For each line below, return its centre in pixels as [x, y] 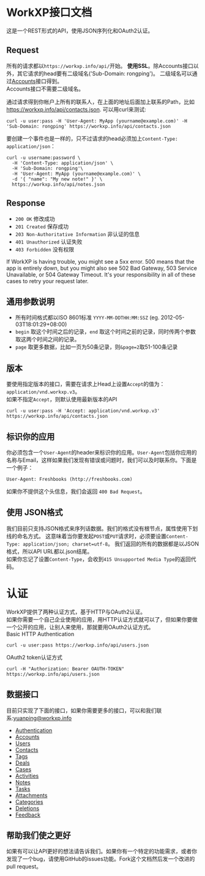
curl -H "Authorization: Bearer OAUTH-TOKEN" [65, 669]
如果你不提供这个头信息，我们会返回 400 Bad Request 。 [76, 491]
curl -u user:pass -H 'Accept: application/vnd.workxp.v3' [83, 411]
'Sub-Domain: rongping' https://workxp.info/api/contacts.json [89, 126]
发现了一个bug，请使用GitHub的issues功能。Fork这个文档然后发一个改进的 [101, 859]
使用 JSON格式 [35, 512]
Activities [27, 776]
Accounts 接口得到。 [37, 81]
